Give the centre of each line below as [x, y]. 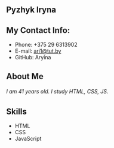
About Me [25, 76]
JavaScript [28, 139]
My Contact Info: [38, 30]
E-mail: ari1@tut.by [38, 51]
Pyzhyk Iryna [31, 10]
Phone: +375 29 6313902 [46, 45]
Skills [16, 111]
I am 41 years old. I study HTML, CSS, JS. [57, 92]
